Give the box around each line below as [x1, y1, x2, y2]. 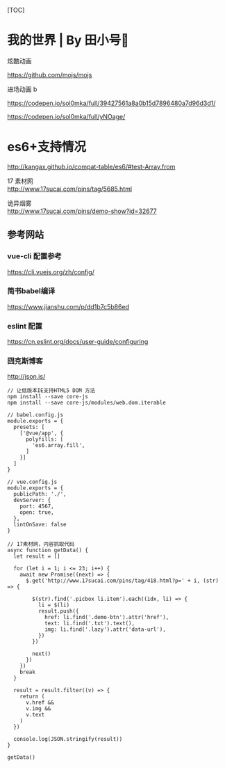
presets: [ [13, 424, 45, 431]
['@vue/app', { [19, 430, 64, 437]
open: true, [19, 509, 54, 516]
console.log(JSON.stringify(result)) [13, 736, 123, 743]
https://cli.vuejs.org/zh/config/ [7, 267, 95, 276]
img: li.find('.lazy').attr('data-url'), [44, 626, 167, 633]
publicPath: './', [13, 491, 67, 498]
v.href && [25, 699, 54, 706]
